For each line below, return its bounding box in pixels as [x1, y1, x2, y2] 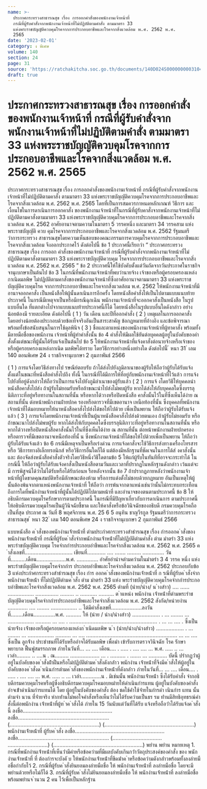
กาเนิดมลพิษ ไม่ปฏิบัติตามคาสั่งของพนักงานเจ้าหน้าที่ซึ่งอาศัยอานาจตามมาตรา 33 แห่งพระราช [7, 275, 192, 283]
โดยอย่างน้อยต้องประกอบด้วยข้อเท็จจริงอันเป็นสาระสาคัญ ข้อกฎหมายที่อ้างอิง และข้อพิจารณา [7, 317, 190, 325]
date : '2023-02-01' [7, 37, 58, 44]
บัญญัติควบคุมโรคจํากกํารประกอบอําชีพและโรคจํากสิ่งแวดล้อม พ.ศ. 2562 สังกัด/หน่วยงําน [7, 597, 187, 604]
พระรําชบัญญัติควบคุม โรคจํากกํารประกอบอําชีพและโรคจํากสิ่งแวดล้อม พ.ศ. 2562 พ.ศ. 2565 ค [7, 542, 200, 549]
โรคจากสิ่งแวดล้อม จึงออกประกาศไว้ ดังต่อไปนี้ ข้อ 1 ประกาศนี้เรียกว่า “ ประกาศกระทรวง [7, 241, 183, 248]
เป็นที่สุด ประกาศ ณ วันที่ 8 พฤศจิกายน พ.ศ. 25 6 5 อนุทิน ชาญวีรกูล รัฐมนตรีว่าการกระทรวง [7, 509, 196, 516]
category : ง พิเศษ [7, 44, 50, 50]
